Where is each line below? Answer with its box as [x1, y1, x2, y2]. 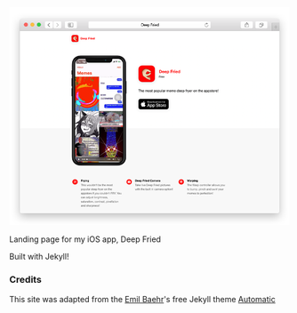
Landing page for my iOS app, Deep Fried [9, 234, 162, 245]
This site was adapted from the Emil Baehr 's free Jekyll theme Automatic [9, 293, 276, 304]
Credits [9, 274, 42, 286]
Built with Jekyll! [9, 252, 69, 262]
